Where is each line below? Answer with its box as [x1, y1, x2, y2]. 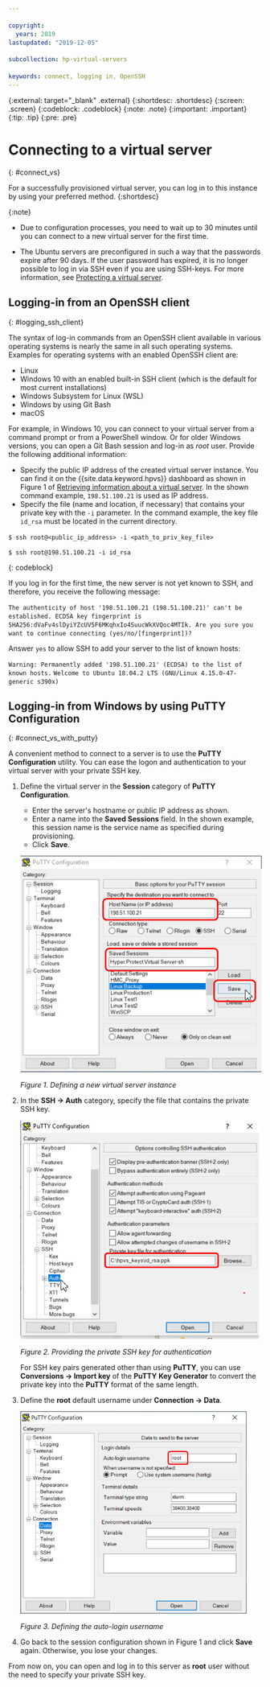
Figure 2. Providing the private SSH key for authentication [19, 1348, 211, 1357]
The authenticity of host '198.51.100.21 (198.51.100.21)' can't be [8, 603, 243, 611]
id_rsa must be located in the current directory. [19, 516, 178, 526]
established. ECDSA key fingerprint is [8, 612, 142, 620]
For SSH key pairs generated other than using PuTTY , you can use [19, 1363, 241, 1372]
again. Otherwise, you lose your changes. [19, 1645, 158, 1655]
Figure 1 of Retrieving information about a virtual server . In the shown [19, 482, 249, 492]
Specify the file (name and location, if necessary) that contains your [19, 499, 245, 508]
